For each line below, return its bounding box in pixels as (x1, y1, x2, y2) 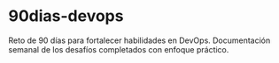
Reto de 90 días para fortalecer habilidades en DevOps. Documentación (8, 35, 271, 45)
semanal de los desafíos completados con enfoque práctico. (8, 44, 229, 54)
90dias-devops (8, 6, 124, 26)
